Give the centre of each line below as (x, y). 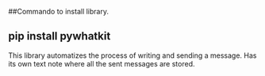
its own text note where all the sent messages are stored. (102, 63)
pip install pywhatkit (60, 36)
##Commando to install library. (59, 11)
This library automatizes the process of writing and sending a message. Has (132, 55)
